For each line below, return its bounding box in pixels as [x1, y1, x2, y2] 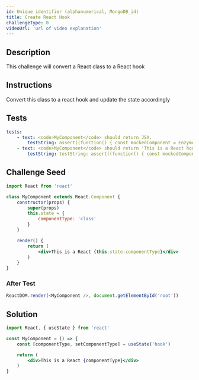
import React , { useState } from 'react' [6, 325, 110, 331]
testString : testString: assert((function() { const [27, 151, 161, 157]
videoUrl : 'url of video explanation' [6, 25, 102, 31]
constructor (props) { [17, 199, 70, 205]
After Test [6, 280, 36, 288]
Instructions [6, 80, 52, 90]
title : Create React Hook [6, 14, 70, 20]
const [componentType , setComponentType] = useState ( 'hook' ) [17, 341, 171, 347]
